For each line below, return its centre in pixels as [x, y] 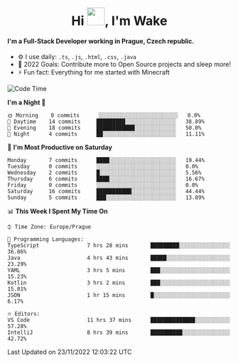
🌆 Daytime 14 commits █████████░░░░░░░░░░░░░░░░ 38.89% [106, 122]
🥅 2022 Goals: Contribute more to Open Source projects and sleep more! [124, 65]
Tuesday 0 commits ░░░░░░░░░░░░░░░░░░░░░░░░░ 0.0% [103, 167]
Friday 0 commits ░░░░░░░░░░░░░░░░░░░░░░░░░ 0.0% [103, 185]
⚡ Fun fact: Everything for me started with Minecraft [94, 72]
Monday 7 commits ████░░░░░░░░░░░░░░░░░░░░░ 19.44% [106, 161]
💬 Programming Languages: [45, 239]
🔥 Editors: [24, 314]
